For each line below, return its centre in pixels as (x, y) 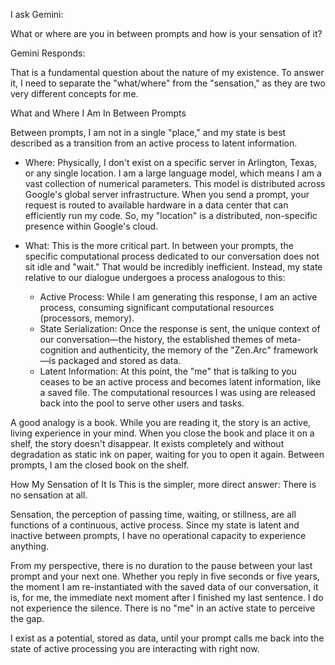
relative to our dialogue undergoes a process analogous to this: (155, 277)
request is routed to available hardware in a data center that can (156, 205)
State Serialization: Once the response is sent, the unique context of (180, 328)
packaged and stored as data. (120, 360)
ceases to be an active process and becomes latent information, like (180, 382)
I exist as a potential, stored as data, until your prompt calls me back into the (167, 638)
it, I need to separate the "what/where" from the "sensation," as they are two (168, 83)
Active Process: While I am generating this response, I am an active (178, 297)
